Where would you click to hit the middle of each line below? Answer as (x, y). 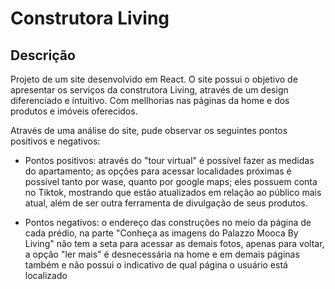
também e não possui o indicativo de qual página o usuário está (156, 265)
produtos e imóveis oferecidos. (74, 111)
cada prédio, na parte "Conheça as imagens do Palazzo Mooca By (161, 233)
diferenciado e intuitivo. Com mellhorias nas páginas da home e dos (150, 100)
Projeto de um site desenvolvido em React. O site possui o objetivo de (154, 79)
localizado (46, 275)
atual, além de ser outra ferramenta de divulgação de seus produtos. (166, 203)
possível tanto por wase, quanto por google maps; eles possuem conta (171, 181)
